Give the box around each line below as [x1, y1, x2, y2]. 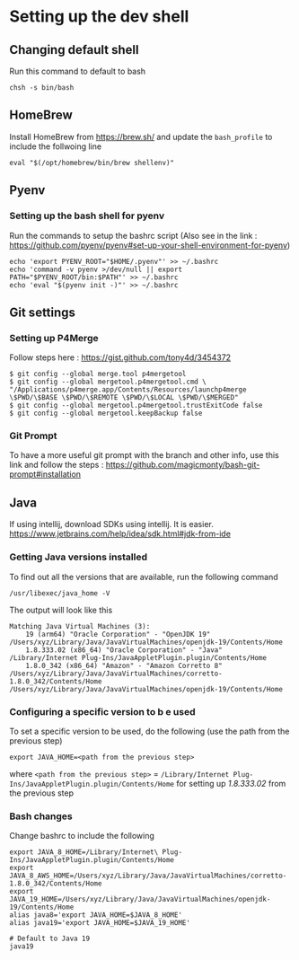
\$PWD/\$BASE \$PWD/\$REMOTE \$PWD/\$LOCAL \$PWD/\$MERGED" [9, 393, 240, 402]
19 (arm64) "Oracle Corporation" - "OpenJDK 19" [25, 630, 211, 639]
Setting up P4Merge [9, 331, 99, 344]
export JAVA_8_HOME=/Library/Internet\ [9, 848, 159, 857]
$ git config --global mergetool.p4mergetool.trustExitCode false [9, 401, 263, 410]
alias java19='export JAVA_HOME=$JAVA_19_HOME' [9, 919, 191, 928]
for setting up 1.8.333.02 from [176, 778, 286, 788]
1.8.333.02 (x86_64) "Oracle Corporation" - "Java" [25, 645, 223, 655]
